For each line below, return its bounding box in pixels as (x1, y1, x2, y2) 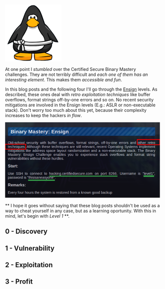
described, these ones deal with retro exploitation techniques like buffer (5, 92, 151, 97)
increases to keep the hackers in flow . (5, 113, 82, 118)
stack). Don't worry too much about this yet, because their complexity (5, 107, 147, 113)
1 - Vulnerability (5, 244, 55, 253)
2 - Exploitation (5, 260, 53, 269)
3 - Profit (5, 278, 33, 286)
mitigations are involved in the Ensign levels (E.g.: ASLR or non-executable (5, 102, 156, 108)
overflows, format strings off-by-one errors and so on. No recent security (5, 97, 154, 102)
